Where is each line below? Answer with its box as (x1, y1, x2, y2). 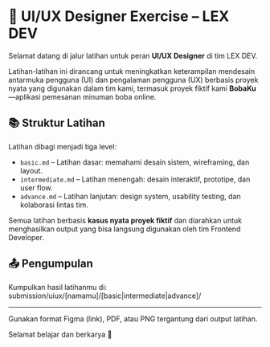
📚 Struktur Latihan (8, 116, 106, 130)
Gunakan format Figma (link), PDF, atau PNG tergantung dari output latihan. (8, 313, 258, 324)
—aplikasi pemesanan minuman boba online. (8, 92, 157, 101)
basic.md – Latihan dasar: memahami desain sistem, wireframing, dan (19, 157, 250, 167)
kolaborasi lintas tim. (19, 200, 88, 210)
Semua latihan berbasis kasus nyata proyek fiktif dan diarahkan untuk (8, 215, 243, 225)
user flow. (19, 182, 54, 192)
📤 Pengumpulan (8, 257, 94, 271)
